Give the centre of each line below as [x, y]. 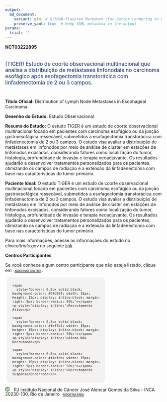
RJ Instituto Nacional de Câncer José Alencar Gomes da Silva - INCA [84, 390]
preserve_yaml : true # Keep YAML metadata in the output [75, 24]
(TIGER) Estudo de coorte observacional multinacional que [78, 64]
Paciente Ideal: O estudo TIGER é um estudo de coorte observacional [77, 183]
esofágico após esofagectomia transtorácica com [67, 76]
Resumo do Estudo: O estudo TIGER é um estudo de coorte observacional [82, 126]
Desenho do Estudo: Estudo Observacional [50, 116]
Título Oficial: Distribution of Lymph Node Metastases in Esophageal [76, 101]
